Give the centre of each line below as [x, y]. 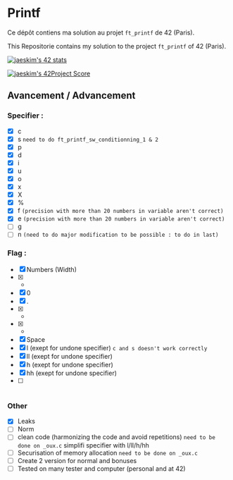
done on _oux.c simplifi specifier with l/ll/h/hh [83, 445]
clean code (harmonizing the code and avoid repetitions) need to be [116, 437]
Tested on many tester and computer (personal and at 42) [101, 468]
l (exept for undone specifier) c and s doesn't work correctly [117, 347]
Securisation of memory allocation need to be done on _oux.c [108, 453]
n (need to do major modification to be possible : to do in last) [118, 235]
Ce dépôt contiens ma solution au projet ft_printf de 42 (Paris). [101, 32]
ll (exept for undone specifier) [69, 356]
